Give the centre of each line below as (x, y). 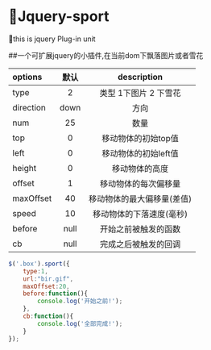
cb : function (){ (48, 317)
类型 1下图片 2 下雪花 (140, 93)
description (141, 77)
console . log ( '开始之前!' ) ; (80, 302)
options (27, 77)
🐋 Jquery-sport (59, 17)
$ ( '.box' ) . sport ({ (39, 264)
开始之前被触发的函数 (140, 229)
